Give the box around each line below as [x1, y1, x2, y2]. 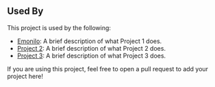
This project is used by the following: [7, 23, 112, 32]
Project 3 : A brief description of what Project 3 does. [16, 51, 166, 60]
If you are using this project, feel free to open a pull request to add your [7, 64, 209, 73]
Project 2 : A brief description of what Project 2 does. [16, 44, 166, 52]
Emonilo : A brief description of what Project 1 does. [16, 37, 162, 45]
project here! [7, 72, 43, 80]
